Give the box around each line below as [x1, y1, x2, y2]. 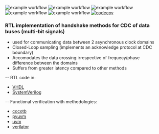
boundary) [12, 49, 34, 56]
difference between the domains [12, 60, 78, 66]
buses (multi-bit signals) [5, 28, 65, 35]
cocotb [12, 108, 27, 114]
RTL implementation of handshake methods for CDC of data [5, 22, 150, 29]
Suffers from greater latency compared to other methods [12, 65, 127, 71]
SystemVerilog [12, 89, 42, 95]
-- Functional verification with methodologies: [5, 99, 97, 105]
